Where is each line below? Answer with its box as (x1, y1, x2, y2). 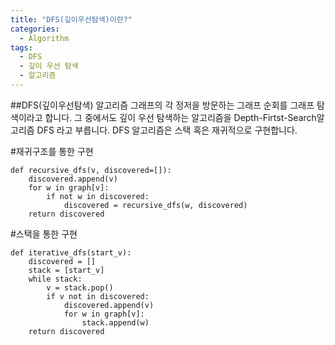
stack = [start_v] (28, 265, 105, 275)
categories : (10, 24, 60, 34)
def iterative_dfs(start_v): (10, 247, 132, 258)
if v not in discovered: (46, 291, 150, 301)
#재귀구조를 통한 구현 (10, 145, 94, 157)
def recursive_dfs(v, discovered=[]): (10, 165, 172, 175)
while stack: (28, 274, 83, 284)
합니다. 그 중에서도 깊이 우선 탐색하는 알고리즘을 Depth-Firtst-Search (44, 111, 317, 123)
